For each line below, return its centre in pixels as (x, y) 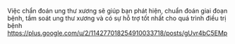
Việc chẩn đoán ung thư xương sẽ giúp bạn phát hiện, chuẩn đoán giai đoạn (117, 11)
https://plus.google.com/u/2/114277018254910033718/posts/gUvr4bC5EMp (117, 33)
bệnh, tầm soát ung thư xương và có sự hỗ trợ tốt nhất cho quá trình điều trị (117, 18)
